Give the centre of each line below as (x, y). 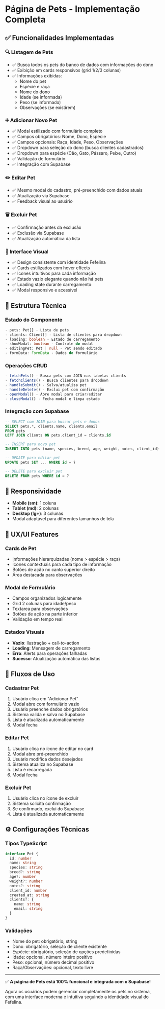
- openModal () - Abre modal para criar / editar (54, 394)
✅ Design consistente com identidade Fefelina (59, 262)
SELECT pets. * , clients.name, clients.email (51, 426)
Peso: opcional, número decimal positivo (53, 962)
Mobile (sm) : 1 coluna (34, 503)
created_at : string (29, 895)
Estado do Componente (34, 320)
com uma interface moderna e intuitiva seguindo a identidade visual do (77, 997)
